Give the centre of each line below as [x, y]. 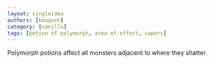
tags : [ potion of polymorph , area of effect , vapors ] [87, 33]
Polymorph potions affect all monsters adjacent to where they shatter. [107, 53]
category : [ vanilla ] [37, 26]
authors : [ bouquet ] [36, 20]
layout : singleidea [36, 14]
